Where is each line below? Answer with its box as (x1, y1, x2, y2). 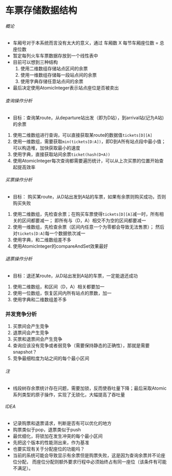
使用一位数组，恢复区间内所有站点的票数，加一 (12, 290, 112, 296)
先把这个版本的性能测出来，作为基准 (12, 439, 90, 445)
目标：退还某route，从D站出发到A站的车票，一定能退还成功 (12, 273, 138, 279)
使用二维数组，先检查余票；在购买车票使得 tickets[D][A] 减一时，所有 (12, 211, 160, 217)
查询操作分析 (5, 97, 32, 103)
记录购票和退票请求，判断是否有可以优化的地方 (12, 420, 112, 426)
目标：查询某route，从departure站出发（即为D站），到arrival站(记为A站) (12, 114, 164, 121)
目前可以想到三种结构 (12, 59, 58, 65)
